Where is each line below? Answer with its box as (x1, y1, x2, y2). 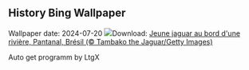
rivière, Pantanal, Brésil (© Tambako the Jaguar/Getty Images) (8, 37, 213, 46)
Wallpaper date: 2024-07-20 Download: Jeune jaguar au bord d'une (8, 28, 241, 38)
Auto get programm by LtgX (8, 52, 100, 62)
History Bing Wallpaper (8, 6, 126, 20)
